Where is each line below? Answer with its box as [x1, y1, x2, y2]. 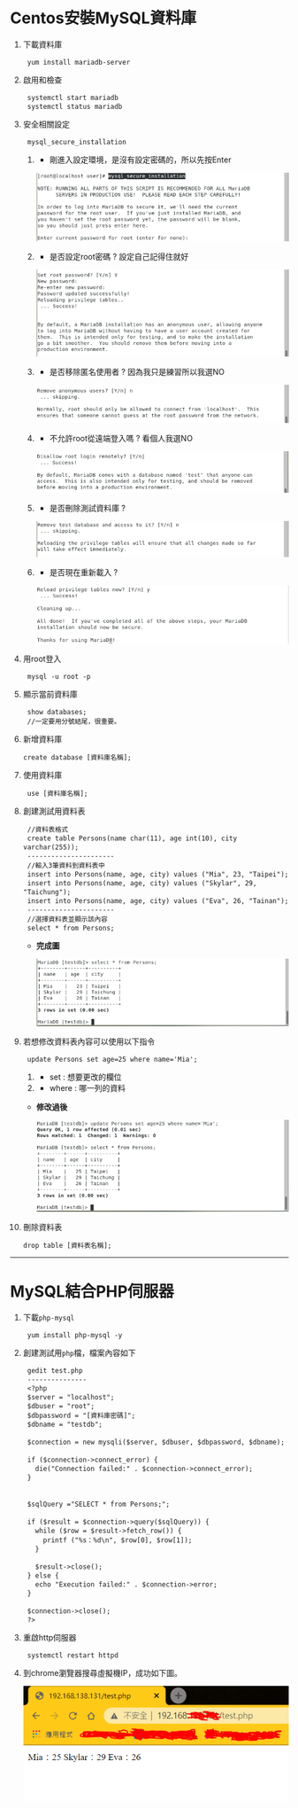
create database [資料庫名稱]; [22, 753, 132, 762]
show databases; [27, 708, 88, 717]
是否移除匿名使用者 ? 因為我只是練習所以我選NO [49, 366, 225, 377]
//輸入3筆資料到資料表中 [27, 861, 105, 870]
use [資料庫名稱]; [27, 790, 88, 799]
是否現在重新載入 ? [49, 567, 118, 578]
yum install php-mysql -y [27, 1331, 123, 1340]
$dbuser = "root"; [27, 1402, 96, 1411]
